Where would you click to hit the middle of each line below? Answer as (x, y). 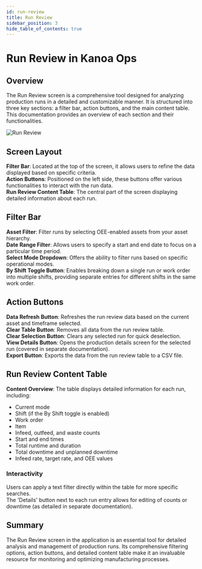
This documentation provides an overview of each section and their (90, 115)
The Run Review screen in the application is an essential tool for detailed (96, 540)
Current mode (32, 407)
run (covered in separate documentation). (58, 349)
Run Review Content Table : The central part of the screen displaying (92, 192)
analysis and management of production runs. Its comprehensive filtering (97, 546)
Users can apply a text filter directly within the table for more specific (92, 487)
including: (19, 395)
